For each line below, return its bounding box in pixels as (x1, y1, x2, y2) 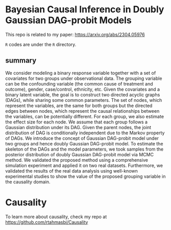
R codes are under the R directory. (5, 41, 77, 47)
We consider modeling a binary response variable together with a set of (5, 70, 156, 76)
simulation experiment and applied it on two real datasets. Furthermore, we (5, 162, 163, 169)
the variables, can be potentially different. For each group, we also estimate (5, 113, 164, 119)
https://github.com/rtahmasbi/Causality (5, 219, 88, 225)
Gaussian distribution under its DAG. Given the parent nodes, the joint (5, 124, 152, 130)
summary (5, 56, 37, 65)
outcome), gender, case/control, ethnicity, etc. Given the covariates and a (5, 86, 160, 92)
